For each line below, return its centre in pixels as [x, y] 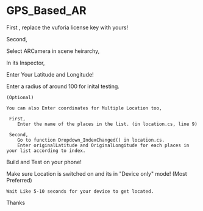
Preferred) [19, 180]
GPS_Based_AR [46, 11]
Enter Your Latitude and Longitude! [50, 74]
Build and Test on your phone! [44, 162]
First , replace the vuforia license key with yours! [67, 27]
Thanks [16, 202]
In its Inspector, [26, 63]
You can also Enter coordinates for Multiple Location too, [84, 108]
